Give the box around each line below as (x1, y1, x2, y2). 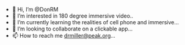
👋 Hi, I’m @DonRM (12, 6, 59, 13)
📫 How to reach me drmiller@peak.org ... (12, 32, 116, 39)
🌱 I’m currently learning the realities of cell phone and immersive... (12, 19, 179, 26)
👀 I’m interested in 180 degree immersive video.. (12, 12, 133, 19)
